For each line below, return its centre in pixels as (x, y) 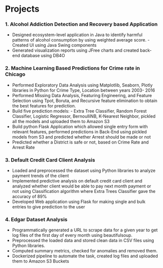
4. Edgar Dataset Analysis (36, 219)
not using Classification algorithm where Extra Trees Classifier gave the (84, 191)
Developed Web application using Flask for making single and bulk (79, 202)
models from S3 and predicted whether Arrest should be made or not (81, 137)
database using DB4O (43, 56)
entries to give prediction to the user (48, 207)
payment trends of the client (40, 176)
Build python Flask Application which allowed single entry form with (80, 126)
